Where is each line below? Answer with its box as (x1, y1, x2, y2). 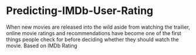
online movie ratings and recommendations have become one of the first (6, 29, 181, 36)
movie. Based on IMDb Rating (6, 42, 78, 49)
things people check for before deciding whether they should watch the (6, 36, 179, 43)
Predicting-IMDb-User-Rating (6, 4, 154, 18)
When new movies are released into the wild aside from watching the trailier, (6, 23, 190, 30)
